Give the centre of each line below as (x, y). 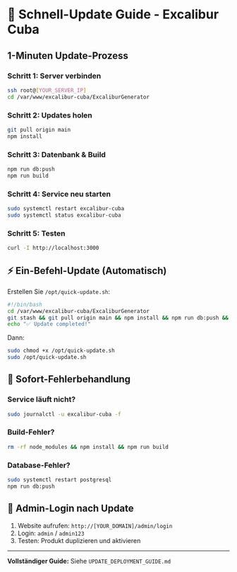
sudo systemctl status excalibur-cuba (64, 215)
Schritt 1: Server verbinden (54, 76)
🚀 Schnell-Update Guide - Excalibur (113, 15)
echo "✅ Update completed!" (49, 324)
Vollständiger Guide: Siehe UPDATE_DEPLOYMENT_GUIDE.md (89, 561)
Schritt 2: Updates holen (50, 115)
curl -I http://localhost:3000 (53, 248)
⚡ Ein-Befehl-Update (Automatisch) (87, 271)
